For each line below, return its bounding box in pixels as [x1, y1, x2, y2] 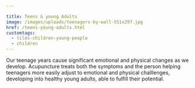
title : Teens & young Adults [6, 13, 78, 19]
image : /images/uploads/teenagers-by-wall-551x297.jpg [6, 19, 143, 25]
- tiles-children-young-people [11, 36, 88, 41]
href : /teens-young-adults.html [6, 24, 85, 30]
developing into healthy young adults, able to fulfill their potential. [6, 75, 164, 82]
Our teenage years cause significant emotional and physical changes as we [6, 57, 189, 64]
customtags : [6, 30, 35, 36]
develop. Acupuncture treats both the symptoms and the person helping [6, 63, 181, 70]
